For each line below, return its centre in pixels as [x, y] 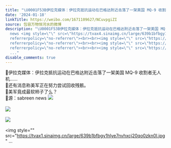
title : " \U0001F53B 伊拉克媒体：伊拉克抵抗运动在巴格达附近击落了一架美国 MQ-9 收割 [86, 10]
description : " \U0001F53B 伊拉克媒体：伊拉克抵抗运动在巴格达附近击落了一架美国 [82, 29]
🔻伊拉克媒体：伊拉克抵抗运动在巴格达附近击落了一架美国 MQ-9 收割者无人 [83, 72]
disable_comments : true [31, 57]
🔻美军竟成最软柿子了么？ [31, 92]
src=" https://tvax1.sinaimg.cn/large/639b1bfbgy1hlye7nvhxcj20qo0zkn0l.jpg [85, 136]
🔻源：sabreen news [26, 98]
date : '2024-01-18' [26, 15]
